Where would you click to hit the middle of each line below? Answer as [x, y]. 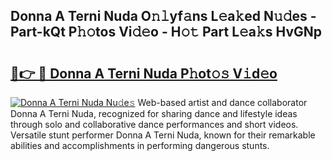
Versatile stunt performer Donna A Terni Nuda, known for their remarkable [163, 135]
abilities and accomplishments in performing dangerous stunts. [140, 145]
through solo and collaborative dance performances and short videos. [154, 124]
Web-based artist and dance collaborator [222, 102]
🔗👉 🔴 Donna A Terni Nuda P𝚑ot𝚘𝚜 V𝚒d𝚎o [144, 73]
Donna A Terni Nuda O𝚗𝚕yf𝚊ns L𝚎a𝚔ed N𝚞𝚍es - [163, 16]
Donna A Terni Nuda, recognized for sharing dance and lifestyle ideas [154, 113]
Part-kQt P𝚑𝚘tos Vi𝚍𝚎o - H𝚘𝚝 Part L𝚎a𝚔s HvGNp [166, 32]
